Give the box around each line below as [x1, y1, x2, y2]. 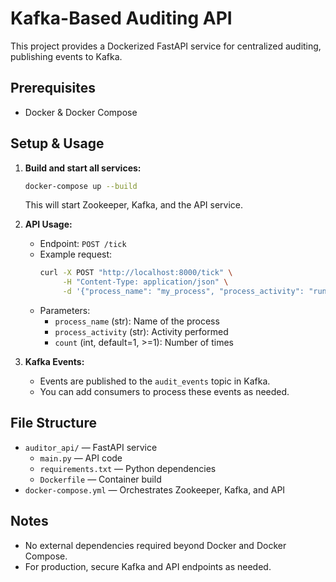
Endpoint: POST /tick [39, 238, 127, 250]
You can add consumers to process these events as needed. [39, 386, 290, 398]
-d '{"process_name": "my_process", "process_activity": [62, 287, 305, 297]
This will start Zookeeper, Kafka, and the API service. [24, 199, 244, 211]
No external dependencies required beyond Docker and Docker [24, 539, 287, 551]
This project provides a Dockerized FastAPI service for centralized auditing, [10, 40, 322, 52]
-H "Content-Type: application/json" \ [62, 277, 229, 287]
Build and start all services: [24, 162, 142, 174]
